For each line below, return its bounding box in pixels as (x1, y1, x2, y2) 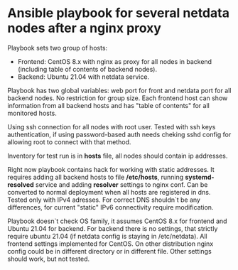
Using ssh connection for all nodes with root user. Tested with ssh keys (7, 122, 216, 131)
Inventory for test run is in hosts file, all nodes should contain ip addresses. (7, 151, 228, 160)
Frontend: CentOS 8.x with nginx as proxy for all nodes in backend (17, 57, 212, 65)
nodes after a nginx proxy (7, 20, 162, 36)
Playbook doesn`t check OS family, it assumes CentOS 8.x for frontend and (7, 217, 227, 225)
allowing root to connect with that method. (7, 137, 131, 146)
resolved (7, 180, 34, 189)
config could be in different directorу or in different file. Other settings (7, 247, 212, 255)
